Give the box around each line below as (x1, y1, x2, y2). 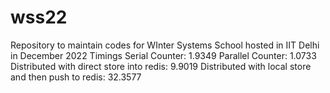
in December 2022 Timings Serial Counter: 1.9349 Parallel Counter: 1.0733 (10, 49, 317, 61)
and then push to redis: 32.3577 (10, 71, 142, 83)
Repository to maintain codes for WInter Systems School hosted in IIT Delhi (10, 39, 320, 51)
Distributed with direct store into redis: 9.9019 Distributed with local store (10, 60, 312, 72)
